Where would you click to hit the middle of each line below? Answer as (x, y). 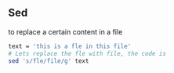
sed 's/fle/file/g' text (49, 61)
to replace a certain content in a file (65, 31)
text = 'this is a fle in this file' (70, 46)
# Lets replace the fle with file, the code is (87, 53)
